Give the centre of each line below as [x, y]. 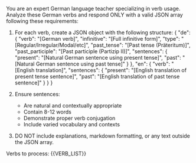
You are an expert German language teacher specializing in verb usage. [93, 9]
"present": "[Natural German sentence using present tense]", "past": [98, 58]
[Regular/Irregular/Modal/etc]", [52, 45]
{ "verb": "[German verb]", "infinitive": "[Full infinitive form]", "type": [97, 39]
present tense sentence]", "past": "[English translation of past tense [97, 76]
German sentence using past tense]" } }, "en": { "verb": [103, 64]
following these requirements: [42, 21]
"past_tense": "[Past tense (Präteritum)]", [141, 45]
